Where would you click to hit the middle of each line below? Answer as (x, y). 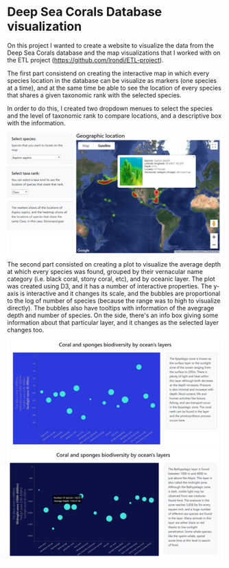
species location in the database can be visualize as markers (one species (112, 80)
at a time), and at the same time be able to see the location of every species (114, 88)
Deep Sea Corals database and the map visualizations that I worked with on (114, 53)
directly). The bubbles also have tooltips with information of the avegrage (111, 308)
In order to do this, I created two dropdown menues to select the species (110, 108)
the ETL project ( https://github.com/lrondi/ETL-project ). (85, 60)
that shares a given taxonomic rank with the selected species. (94, 95)
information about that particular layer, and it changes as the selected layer (113, 322)
